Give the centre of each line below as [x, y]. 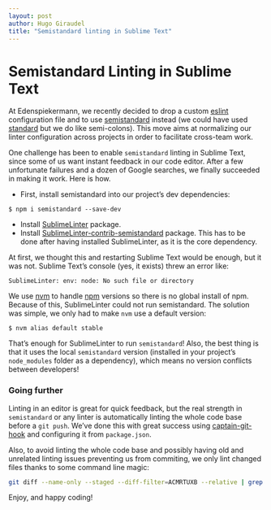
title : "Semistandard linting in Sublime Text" [90, 31]
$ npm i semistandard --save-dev [65, 209]
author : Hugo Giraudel [47, 24]
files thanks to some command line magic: [79, 467]
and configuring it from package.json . [89, 434]
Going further [36, 390]
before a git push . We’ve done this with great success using [110, 425]
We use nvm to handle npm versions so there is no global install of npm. [129, 296]
